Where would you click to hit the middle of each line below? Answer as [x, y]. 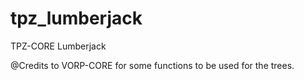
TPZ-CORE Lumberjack [58, 46]
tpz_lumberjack [76, 18]
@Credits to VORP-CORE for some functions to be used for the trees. [152, 65]
